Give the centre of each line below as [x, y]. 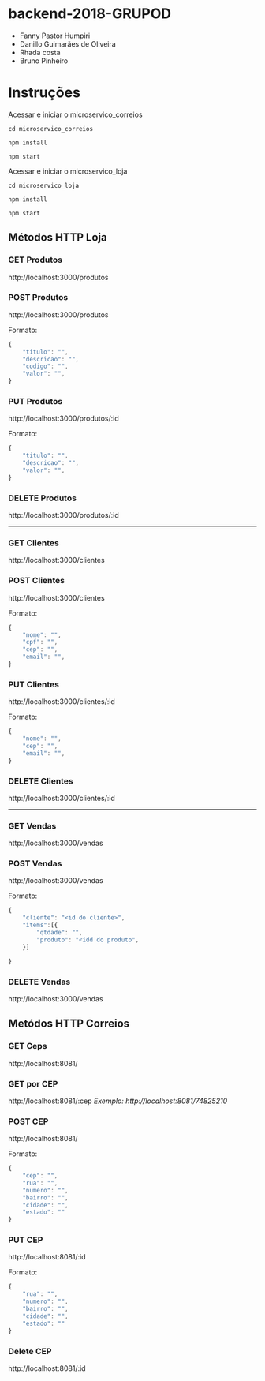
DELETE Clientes [41, 780]
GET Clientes [34, 543]
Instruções [45, 93]
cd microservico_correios [50, 129]
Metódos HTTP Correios [69, 1024]
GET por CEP [33, 1083]
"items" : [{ [40, 925]
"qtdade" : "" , [60, 933]
